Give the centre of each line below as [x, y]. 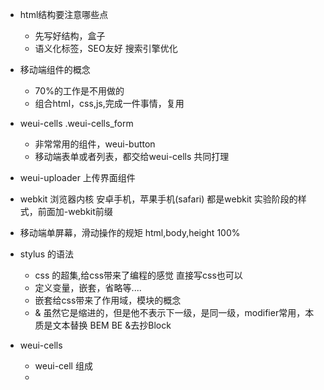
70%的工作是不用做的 [79, 91]
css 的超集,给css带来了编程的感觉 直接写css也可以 [138, 275]
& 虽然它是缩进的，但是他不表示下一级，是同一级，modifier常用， [170, 312]
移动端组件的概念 [55, 69]
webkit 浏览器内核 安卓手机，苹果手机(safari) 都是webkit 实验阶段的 [158, 199]
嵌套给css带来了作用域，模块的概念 [108, 300]
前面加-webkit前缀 [75, 211]
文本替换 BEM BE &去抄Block [112, 325]
